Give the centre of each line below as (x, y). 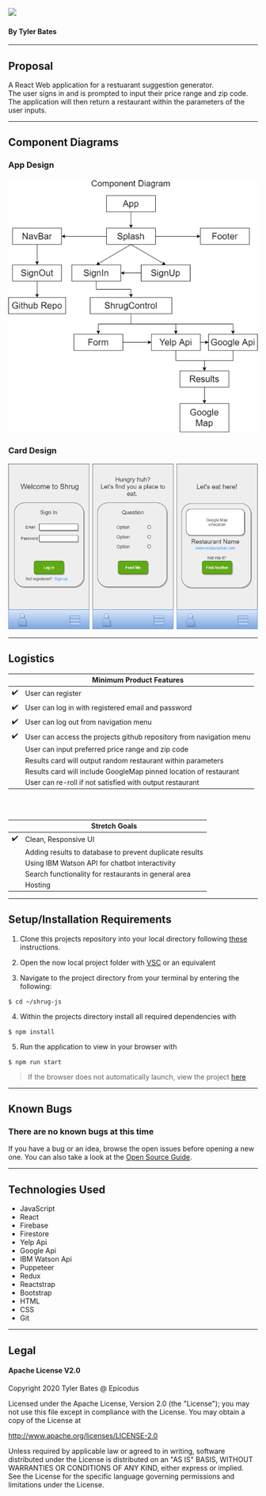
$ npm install (32, 1032)
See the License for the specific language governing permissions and (122, 1476)
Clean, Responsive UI (60, 839)
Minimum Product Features (138, 680)
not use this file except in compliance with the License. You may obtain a (127, 1412)
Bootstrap (36, 1293)
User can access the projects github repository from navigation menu (138, 737)
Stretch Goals (114, 826)
